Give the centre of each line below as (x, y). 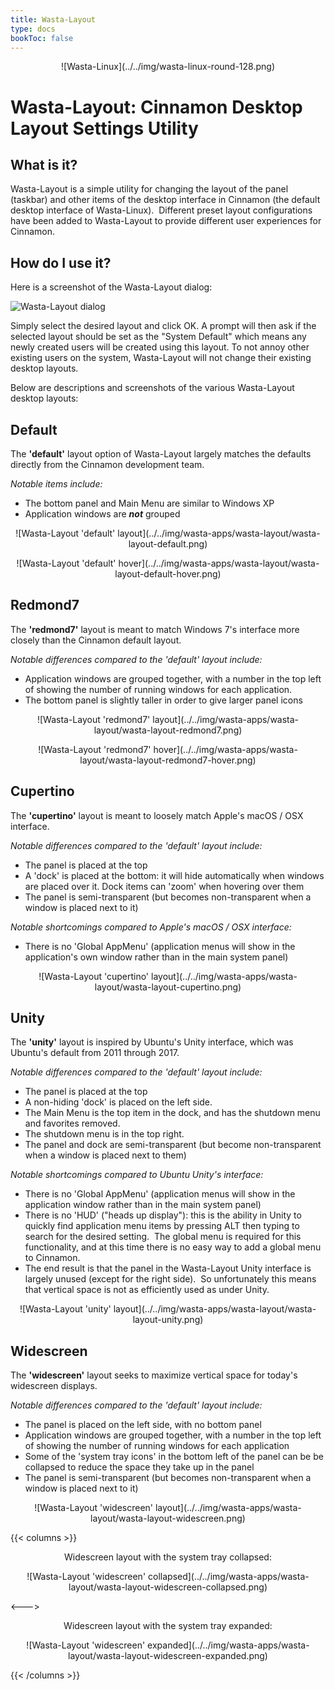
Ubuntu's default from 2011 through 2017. (95, 1053)
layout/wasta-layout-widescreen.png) (168, 1518)
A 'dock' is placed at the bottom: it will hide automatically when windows (174, 875)
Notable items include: (56, 484)
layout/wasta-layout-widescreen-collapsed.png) (168, 1587)
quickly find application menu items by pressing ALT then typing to (162, 1226)
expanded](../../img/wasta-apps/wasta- (228, 1645)
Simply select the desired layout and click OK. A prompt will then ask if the (163, 326)
